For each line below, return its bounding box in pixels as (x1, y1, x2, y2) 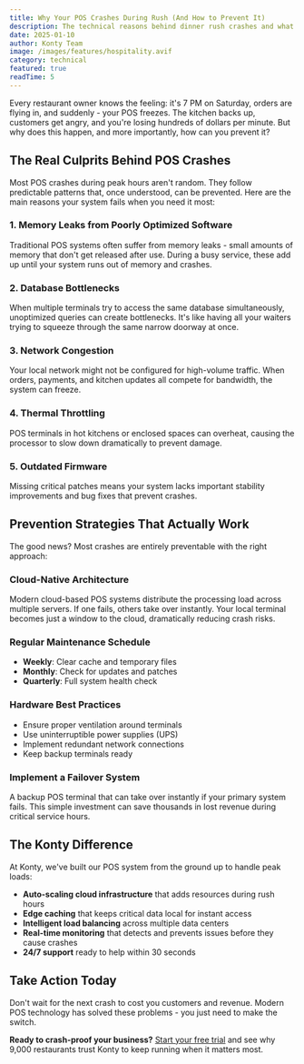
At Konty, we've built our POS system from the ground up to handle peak (9, 861, 281, 872)
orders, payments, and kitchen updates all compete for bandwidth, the (9, 375, 273, 386)
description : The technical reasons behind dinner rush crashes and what (9, 22, 295, 31)
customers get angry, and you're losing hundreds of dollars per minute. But (9, 116, 290, 127)
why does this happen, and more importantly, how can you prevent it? (9, 126, 270, 137)
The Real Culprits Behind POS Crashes (9, 153, 231, 168)
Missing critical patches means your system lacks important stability (9, 481, 265, 492)
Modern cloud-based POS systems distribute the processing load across (9, 594, 282, 605)
